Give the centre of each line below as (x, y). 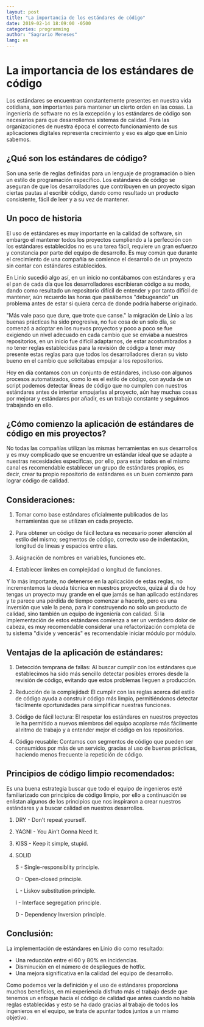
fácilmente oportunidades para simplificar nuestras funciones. (93, 705)
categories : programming (38, 29)
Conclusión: (30, 934)
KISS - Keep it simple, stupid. (51, 843)
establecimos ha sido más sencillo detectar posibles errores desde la (102, 673)
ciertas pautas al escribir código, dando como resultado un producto (93, 192)
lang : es (17, 40)
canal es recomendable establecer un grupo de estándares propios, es (95, 468)
